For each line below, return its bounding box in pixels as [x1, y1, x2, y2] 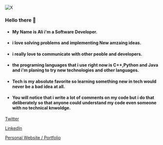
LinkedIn [5, 126, 22, 131]
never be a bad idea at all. [12, 83, 65, 90]
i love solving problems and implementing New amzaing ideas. [12, 40, 142, 46]
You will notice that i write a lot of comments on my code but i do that [12, 95, 154, 101]
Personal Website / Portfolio [5, 135, 61, 141]
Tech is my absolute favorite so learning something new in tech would [12, 78, 157, 84]
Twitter [5, 116, 19, 122]
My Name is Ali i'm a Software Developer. [12, 29, 98, 35]
